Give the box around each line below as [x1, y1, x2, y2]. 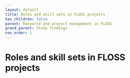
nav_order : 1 [5, 30, 32, 35]
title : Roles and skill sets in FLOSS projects [5, 12, 106, 17]
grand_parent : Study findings [5, 26, 68, 31]
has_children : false [5, 16, 48, 21]
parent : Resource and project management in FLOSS [5, 21, 112, 26]
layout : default [5, 7, 39, 12]
